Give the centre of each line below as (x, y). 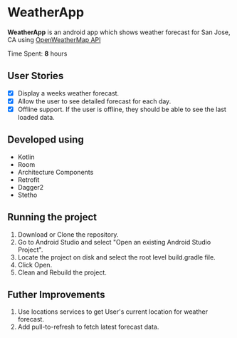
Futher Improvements (56, 294)
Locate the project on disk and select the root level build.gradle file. (116, 257)
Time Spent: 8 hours (37, 53)
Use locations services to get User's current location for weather (113, 312)
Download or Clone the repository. (68, 234)
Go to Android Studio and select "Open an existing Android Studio (114, 242)
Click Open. (35, 265)
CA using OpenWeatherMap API (54, 39)
